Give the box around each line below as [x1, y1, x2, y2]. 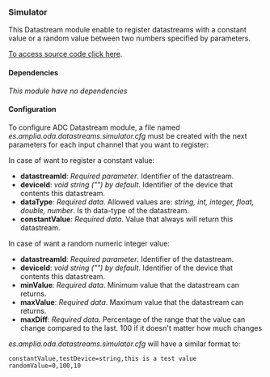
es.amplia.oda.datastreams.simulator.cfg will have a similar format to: [8, 339, 241, 349]
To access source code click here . [8, 49, 123, 59]
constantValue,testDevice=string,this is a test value [8, 354, 197, 362]
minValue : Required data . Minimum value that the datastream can [19, 280, 240, 289]
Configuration [8, 105, 57, 114]
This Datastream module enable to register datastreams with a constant [8, 25, 247, 35]
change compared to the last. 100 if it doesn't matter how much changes [19, 323, 263, 332]
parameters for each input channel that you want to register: [8, 139, 209, 149]
